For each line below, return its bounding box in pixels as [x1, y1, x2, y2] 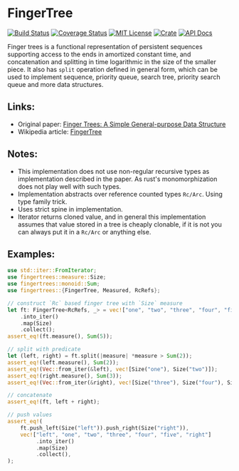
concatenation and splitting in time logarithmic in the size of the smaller [7, 57, 217, 66]
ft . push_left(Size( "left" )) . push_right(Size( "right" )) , [20, 424, 190, 432]
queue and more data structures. [7, 80, 104, 88]
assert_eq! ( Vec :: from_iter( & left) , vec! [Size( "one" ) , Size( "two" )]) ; [7, 366, 218, 373]
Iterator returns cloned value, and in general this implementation [17, 212, 206, 221]
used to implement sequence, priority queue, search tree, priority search [7, 73, 221, 81]
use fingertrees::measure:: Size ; [7, 274, 107, 281]
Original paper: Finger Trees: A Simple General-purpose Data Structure [17, 120, 226, 128]
